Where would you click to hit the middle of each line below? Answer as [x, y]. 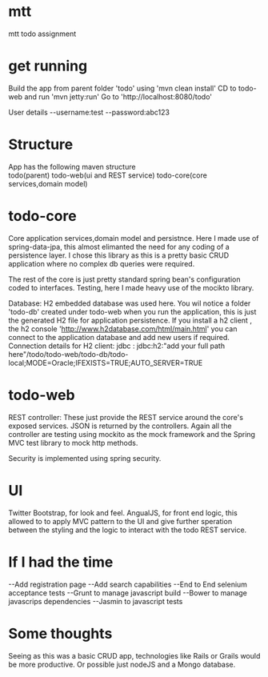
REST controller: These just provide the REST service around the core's [126, 417]
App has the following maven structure [72, 166]
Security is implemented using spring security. [85, 458]
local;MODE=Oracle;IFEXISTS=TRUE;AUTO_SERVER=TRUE [106, 363]
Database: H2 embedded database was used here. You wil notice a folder [130, 303]
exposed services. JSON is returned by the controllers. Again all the [120, 426]
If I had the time [61, 562]
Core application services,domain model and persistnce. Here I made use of [134, 238]
